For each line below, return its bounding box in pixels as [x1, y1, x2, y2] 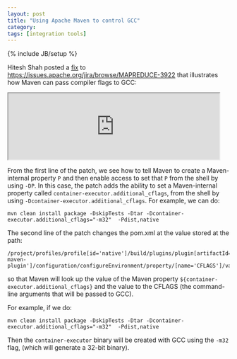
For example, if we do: [7, 304, 72, 312]
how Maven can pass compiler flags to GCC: [7, 79, 138, 87]
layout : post [7, 10, 46, 18]
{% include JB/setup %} [7, 50, 78, 58]
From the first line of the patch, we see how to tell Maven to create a [7, 166, 206, 175]
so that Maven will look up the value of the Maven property [7, 275, 178, 283]
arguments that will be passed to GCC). [19, 290, 134, 298]
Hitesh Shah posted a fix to [7, 63, 86, 72]
